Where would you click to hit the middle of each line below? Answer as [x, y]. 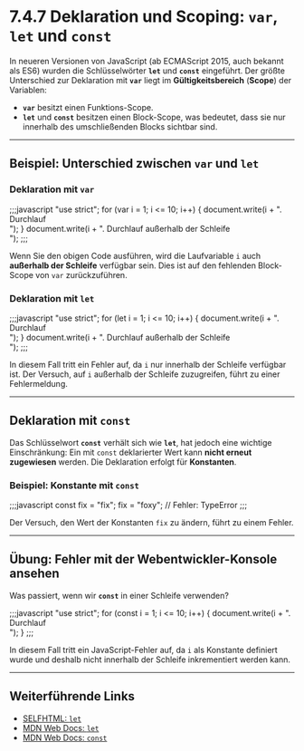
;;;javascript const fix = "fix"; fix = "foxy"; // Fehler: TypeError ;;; [128, 505]
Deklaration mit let [52, 298]
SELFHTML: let [52, 718]
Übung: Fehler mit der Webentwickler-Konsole [143, 559]
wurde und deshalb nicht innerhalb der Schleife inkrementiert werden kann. [150, 660]
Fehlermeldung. [38, 383]
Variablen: [28, 90]
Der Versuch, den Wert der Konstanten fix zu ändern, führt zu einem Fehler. [152, 523]
